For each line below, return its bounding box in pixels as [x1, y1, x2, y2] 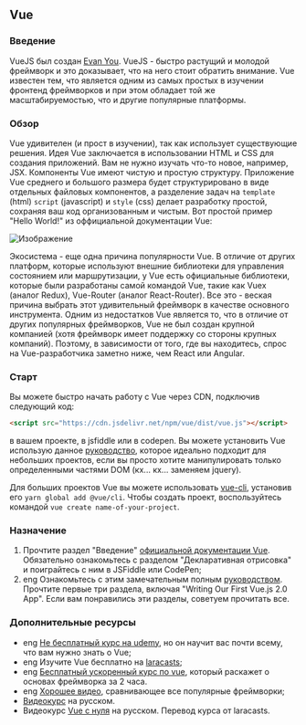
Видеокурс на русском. [22, 695, 116, 706]
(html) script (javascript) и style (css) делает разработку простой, [9, 195, 268, 206]
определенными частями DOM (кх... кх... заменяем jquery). [9, 465, 242, 476]
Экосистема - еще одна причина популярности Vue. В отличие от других [9, 250, 296, 261]
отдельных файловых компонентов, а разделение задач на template [9, 186, 276, 197]
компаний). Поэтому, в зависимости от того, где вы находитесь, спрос [9, 338, 288, 349]
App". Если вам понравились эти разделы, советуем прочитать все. [22, 594, 290, 604]
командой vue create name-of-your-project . [9, 501, 180, 512]
